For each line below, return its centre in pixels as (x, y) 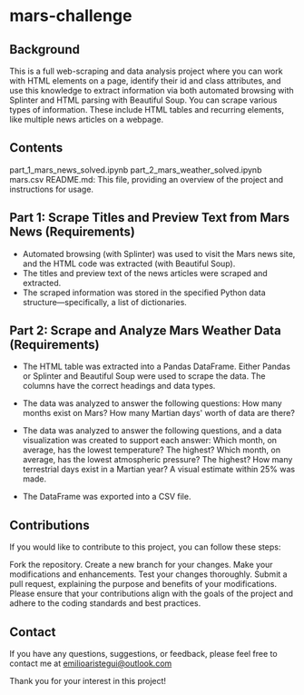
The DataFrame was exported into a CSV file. (107, 497)
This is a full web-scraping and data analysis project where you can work (146, 71)
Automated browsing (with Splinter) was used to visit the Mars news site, (159, 253)
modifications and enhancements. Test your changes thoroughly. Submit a (148, 574)
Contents (36, 148)
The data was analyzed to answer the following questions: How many (152, 403)
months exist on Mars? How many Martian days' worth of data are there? (158, 413)
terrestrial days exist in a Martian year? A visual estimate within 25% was (159, 470)
